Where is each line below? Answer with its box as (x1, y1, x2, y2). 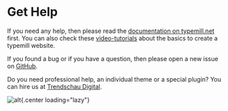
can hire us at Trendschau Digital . (7, 82, 102, 90)
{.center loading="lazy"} (21, 95, 91, 103)
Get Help (7, 4, 58, 20)
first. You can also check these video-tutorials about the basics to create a (7, 34, 218, 42)
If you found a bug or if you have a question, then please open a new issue (7, 54, 218, 62)
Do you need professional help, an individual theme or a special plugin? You (7, 75, 222, 83)
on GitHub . (7, 62, 38, 70)
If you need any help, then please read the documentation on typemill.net (7, 27, 215, 35)
